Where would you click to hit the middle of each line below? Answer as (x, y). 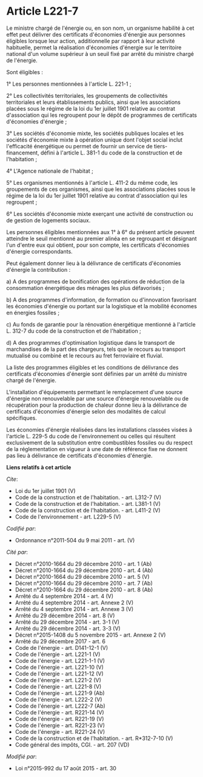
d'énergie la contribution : (38, 269)
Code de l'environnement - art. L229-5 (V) (68, 516)
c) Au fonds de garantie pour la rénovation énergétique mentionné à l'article (101, 324)
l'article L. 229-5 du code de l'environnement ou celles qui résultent (91, 436)
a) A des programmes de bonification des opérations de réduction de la (95, 281)
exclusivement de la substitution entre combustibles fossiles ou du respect (99, 443)
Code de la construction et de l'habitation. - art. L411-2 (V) (88, 510)
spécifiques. (22, 418)
